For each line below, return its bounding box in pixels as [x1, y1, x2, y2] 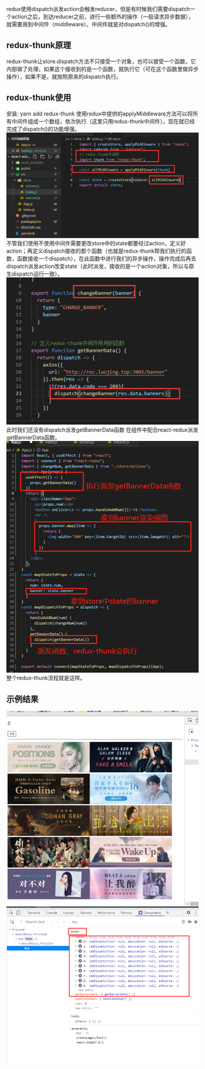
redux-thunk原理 [6, 40, 71, 51]
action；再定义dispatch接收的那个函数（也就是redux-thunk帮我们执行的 [6, 247, 187, 254]
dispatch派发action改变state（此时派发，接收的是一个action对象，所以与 [6, 262, 189, 270]
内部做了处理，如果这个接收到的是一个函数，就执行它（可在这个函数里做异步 [6, 65, 199, 72]
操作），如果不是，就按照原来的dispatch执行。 [6, 73, 122, 80]
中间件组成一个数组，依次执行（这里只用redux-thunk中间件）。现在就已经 [11, 117, 195, 125]
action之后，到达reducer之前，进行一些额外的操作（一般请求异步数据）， [11, 13, 194, 20]
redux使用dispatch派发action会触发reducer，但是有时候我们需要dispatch [6, 6, 190, 12]
